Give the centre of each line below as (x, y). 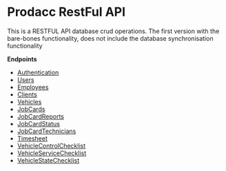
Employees (33, 87)
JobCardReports (40, 116)
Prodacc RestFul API (66, 12)
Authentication (38, 72)
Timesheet (32, 138)
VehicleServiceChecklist (52, 153)
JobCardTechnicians (47, 131)
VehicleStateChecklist (48, 160)
